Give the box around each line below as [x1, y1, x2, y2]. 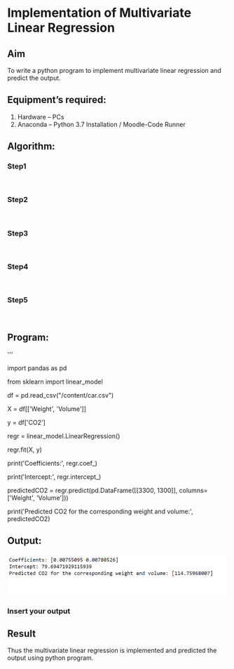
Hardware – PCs [17, 112, 64, 121]
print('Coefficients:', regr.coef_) [7, 459, 98, 467]
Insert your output [7, 606, 71, 616]
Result [7, 628, 36, 640]
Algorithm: [7, 140, 55, 152]
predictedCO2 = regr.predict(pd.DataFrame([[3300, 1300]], [7, 486, 178, 494]
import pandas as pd [7, 363, 67, 372]
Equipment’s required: [7, 94, 106, 106]
